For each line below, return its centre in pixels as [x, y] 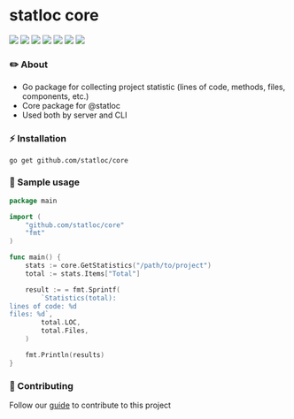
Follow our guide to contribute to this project [90, 405]
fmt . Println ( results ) [65, 354]
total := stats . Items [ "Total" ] [83, 274]
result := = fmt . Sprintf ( [73, 289]
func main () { [35, 257]
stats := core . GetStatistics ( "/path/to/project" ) [119, 266]
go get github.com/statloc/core [69, 160]
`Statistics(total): [79, 298]
